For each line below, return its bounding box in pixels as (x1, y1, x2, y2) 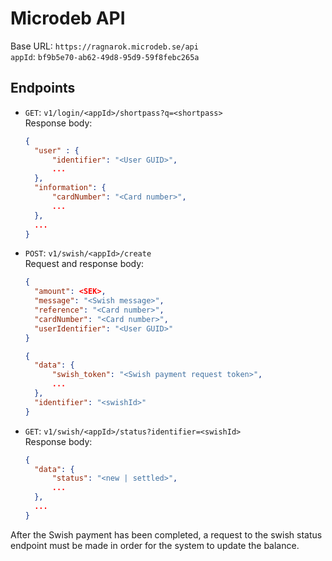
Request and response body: (24, 258, 145, 270)
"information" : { (34, 183, 107, 193)
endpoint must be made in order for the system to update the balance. (10, 539, 300, 551)
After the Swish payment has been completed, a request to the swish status (10, 528, 323, 541)
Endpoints (10, 80, 76, 97)
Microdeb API (10, 7, 126, 30)
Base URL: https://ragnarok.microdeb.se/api (10, 40, 199, 52)
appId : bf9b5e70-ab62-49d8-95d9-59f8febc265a (10, 50, 200, 62)
